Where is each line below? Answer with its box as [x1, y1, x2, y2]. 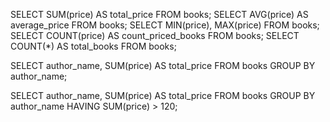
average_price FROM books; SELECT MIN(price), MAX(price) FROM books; [10, 19, 320, 31]
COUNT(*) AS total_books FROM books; [10, 40, 177, 52]
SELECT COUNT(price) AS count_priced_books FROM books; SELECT [10, 30, 300, 41]
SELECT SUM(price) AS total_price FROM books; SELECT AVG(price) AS [10, 9, 309, 20]
